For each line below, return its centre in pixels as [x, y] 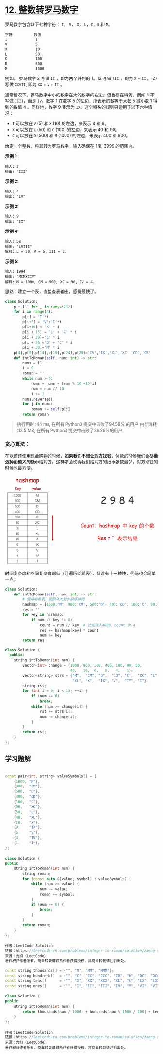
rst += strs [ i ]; [56, 711]
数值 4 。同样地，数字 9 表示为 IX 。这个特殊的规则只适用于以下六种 [81, 107]
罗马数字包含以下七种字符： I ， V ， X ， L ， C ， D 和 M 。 [59, 24]
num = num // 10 [47, 389]
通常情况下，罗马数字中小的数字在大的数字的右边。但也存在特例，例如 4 [77, 95]
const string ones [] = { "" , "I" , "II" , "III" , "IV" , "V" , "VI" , [77, 986]
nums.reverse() [38, 399]
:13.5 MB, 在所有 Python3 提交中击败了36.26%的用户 [70, 431]
